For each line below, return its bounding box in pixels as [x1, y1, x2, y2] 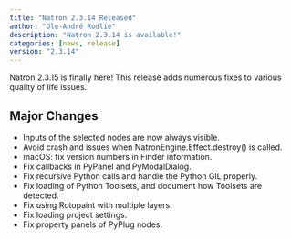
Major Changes [9, 108, 99, 124]
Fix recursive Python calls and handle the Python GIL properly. [22, 170, 258, 182]
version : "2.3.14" [9, 47, 79, 56]
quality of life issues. [9, 82, 88, 93]
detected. [22, 190, 59, 201]
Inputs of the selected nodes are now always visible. [22, 132, 221, 143]
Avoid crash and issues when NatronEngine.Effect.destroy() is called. [22, 142, 283, 153]
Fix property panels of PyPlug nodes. [22, 219, 162, 230]
